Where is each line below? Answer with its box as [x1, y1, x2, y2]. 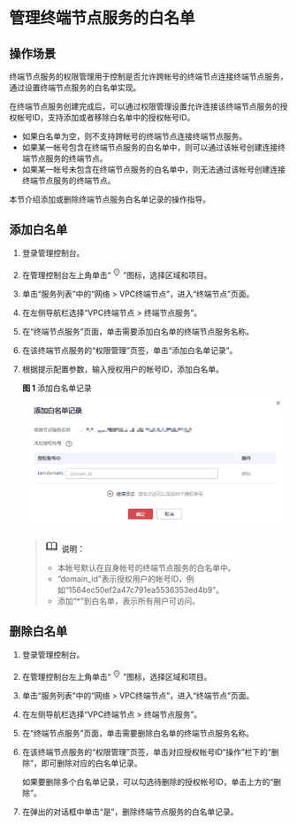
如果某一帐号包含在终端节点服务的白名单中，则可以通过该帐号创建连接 [21, 143, 278, 152]
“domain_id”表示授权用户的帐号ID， [57, 573, 187, 584]
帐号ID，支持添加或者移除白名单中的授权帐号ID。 [16, 112, 195, 122]
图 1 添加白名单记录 [21, 382, 93, 393]
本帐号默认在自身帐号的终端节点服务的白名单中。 [57, 562, 236, 573]
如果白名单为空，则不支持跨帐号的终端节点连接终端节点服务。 [21, 131, 247, 142]
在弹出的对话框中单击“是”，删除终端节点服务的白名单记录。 [21, 806, 239, 817]
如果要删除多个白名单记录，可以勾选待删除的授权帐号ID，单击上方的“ [21, 776, 274, 787]
